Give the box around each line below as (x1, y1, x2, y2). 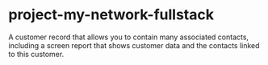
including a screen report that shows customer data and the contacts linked (8, 40, 260, 50)
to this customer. (8, 49, 65, 59)
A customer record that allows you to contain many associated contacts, (8, 32, 249, 42)
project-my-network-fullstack (8, 6, 214, 24)
